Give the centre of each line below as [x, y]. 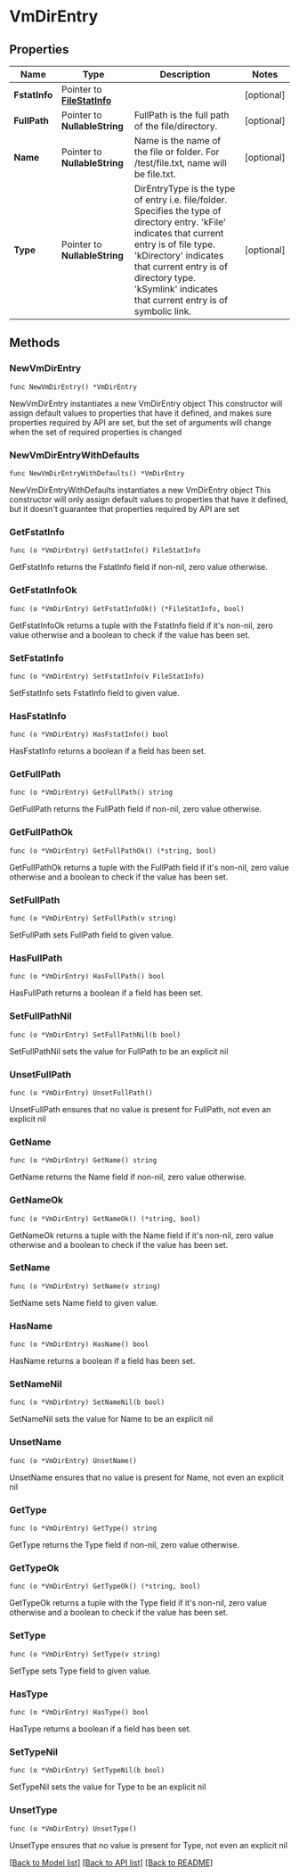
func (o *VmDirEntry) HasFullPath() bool [87, 977]
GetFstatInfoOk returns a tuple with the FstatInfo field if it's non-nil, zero [141, 625]
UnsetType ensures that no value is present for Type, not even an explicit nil [148, 1845]
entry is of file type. [174, 244]
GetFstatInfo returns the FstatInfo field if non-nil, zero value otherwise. [139, 567]
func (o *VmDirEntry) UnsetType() [73, 1829]
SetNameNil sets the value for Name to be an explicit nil [111, 1419]
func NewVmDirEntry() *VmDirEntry [73, 387]
